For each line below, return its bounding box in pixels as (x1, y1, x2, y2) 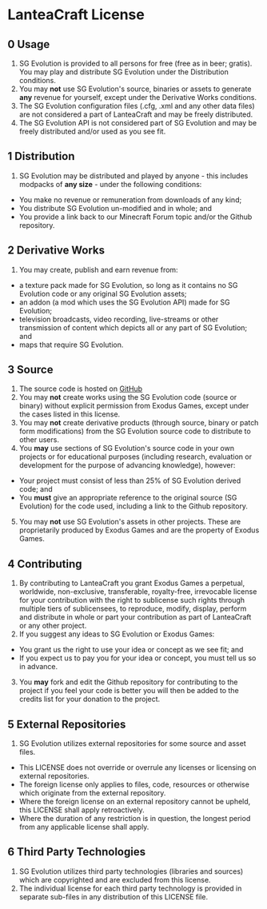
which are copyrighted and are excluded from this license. (18, 875, 211, 884)
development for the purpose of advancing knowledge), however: (18, 460, 236, 470)
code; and (18, 484, 53, 494)
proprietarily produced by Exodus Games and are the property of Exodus (18, 525, 260, 535)
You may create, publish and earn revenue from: (18, 265, 178, 274)
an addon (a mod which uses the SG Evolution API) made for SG (18, 297, 231, 307)
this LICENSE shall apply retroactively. (18, 805, 145, 815)
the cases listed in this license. (18, 409, 121, 419)
